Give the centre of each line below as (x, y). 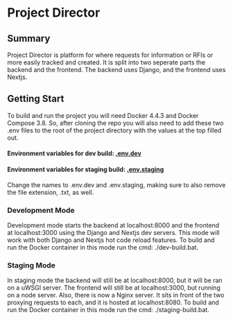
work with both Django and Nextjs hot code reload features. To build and (111, 240)
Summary (29, 38)
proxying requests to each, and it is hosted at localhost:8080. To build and (113, 302)
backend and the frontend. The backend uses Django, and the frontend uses (116, 70)
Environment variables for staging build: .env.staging (86, 169)
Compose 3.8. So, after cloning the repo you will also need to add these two (115, 123)
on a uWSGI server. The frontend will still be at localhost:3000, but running (114, 288)
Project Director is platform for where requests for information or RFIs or (110, 55)
